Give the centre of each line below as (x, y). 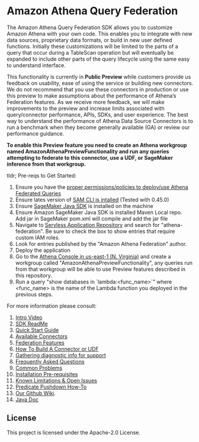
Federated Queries (38, 193)
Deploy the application (43, 250)
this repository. (33, 275)
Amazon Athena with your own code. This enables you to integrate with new (99, 33)
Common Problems (39, 368)
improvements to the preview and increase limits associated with (86, 108)
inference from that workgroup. (46, 164)
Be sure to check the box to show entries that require (110, 231)
